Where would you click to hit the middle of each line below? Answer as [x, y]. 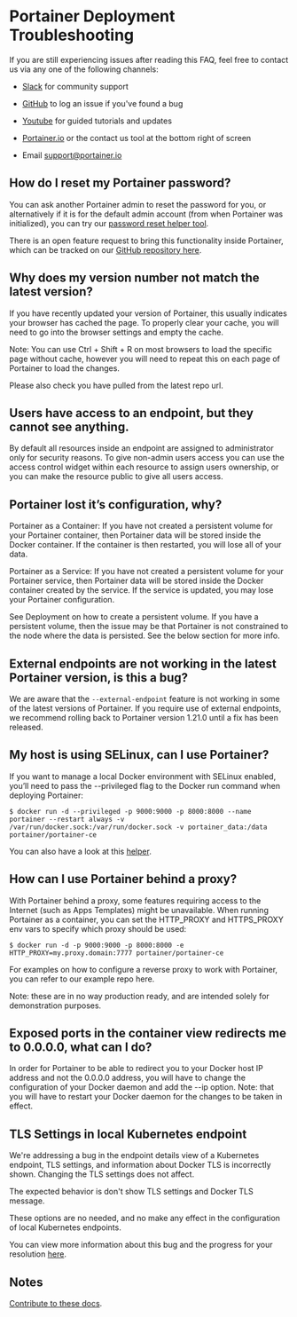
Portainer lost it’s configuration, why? [116, 505]
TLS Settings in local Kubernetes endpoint [128, 1134]
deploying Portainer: [47, 795]
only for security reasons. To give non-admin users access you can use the [147, 458]
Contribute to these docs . [56, 1304]
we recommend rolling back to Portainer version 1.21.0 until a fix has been [144, 718]
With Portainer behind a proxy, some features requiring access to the [135, 900]
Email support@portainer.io [72, 155]
